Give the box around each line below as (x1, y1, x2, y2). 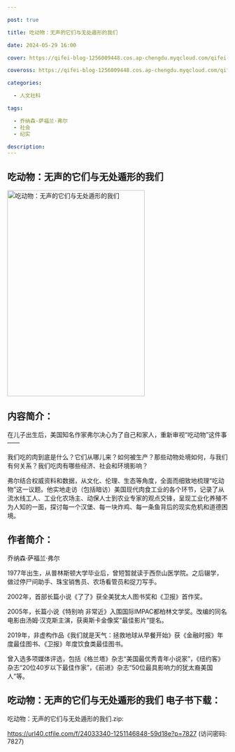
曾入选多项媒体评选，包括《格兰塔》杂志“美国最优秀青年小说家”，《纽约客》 (7, 654, 225, 662)
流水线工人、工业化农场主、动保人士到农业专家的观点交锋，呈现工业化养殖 (7, 494, 222, 502)
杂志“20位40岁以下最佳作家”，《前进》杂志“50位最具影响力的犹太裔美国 (7, 663, 213, 671)
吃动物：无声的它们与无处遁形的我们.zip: (7, 714, 124, 723)
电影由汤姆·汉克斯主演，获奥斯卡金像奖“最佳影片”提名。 (7, 615, 168, 624)
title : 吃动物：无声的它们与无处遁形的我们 (7, 29, 118, 36)
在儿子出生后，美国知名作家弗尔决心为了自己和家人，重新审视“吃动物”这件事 (7, 430, 227, 438)
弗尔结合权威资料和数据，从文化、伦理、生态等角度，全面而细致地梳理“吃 (7, 476, 219, 485)
